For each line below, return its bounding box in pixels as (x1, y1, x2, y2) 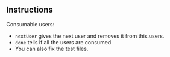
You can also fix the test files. (14, 45, 89, 52)
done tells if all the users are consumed (14, 38, 112, 46)
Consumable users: (6, 20, 55, 28)
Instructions (6, 5, 53, 15)
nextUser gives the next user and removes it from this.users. (14, 32, 165, 40)
